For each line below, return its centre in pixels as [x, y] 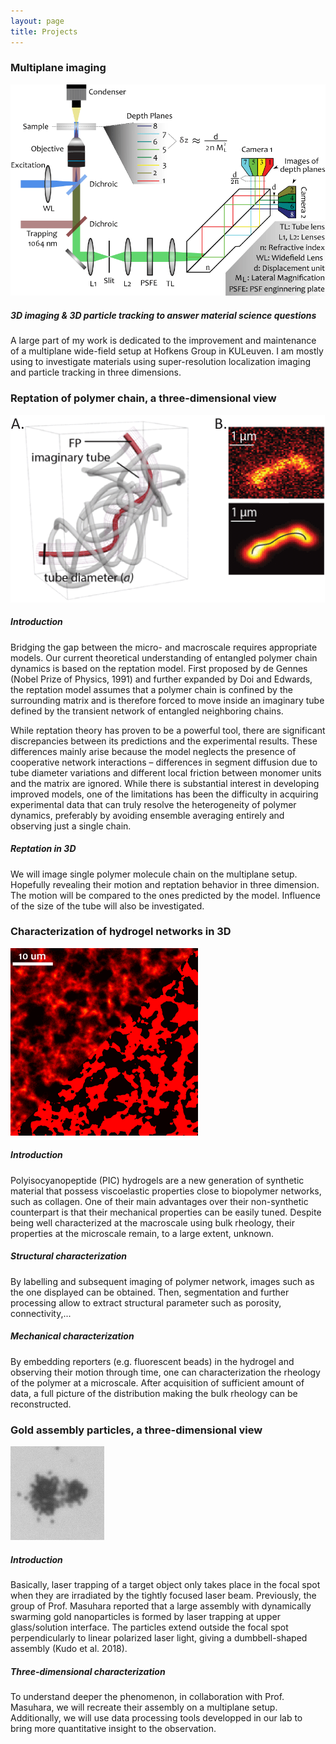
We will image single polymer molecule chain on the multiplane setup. [154, 874]
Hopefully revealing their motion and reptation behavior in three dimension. [165, 884]
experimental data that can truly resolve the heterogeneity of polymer [153, 804]
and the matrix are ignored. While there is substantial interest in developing [165, 783]
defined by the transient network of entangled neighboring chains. [147, 711]
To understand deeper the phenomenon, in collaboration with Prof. [147, 1696]
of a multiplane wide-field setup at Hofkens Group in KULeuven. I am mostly [167, 351]
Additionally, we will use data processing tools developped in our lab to [156, 1717]
